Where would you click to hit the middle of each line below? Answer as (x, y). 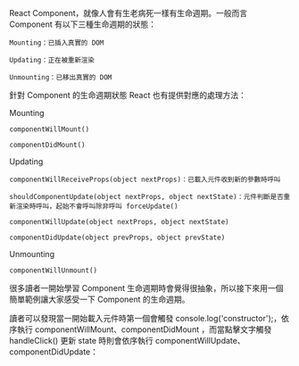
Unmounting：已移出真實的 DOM (61, 78)
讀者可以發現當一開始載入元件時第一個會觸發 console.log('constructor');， (145, 318)
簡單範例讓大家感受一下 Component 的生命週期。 (100, 299)
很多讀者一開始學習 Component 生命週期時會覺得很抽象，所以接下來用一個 (146, 288)
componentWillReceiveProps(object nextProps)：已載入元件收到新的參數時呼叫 (145, 179)
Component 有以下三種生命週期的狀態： (83, 24)
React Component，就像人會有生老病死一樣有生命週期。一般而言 (129, 13)
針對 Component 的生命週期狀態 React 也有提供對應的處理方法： (128, 95)
